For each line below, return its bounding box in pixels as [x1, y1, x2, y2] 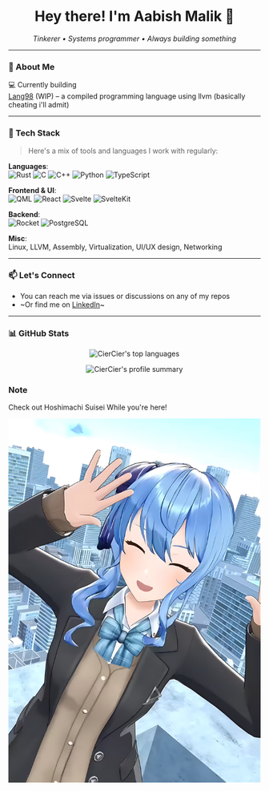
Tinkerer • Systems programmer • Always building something [33, 34, 236, 43]
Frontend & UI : [8, 185, 57, 195]
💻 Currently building [8, 80, 78, 90]
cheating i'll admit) [8, 100, 70, 110]
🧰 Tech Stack [8, 127, 61, 139]
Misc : [8, 233, 27, 243]
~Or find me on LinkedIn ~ [19, 300, 106, 309]
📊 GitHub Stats [8, 328, 70, 339]
